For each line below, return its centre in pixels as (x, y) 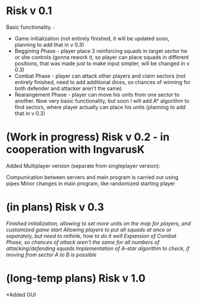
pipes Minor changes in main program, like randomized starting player (91, 183)
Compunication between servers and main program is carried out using (92, 177)
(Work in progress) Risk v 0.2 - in (88, 137)
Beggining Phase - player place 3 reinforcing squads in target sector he (101, 51)
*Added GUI (21, 294)
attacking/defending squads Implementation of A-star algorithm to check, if (98, 248)
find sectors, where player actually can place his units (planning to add (100, 107)
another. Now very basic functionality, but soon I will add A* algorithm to (102, 100)
